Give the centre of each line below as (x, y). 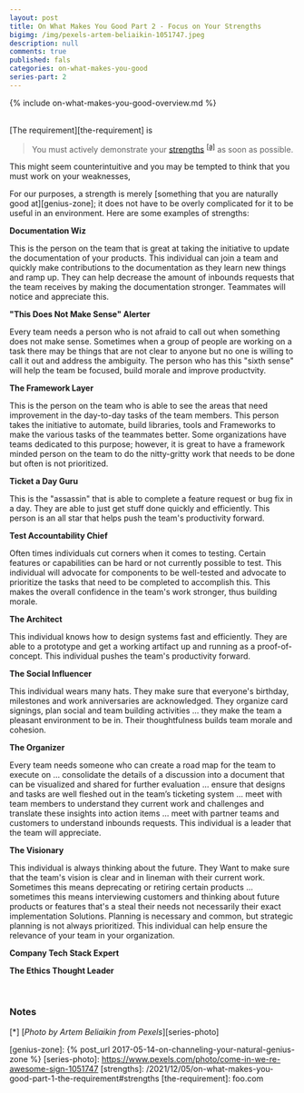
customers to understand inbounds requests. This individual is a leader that (151, 823)
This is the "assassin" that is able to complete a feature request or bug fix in (151, 499)
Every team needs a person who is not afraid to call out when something (145, 332)
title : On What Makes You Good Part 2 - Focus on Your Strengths (135, 26)
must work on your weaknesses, (70, 176)
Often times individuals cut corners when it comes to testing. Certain (137, 553)
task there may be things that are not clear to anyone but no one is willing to (151, 352)
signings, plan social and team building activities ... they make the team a (146, 710)
